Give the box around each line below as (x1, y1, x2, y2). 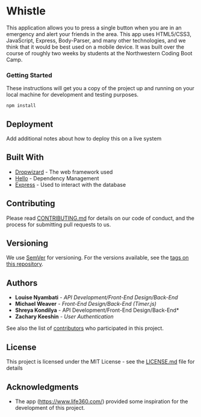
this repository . (6, 260, 44, 268)
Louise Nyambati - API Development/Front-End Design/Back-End (14, 294, 179, 301)
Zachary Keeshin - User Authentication (14, 313, 114, 320)
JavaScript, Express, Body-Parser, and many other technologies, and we (6, 37, 186, 44)
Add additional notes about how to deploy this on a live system (6, 135, 162, 142)
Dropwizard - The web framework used (14, 168, 113, 175)
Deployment (6, 119, 54, 129)
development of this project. (14, 404, 85, 411)
